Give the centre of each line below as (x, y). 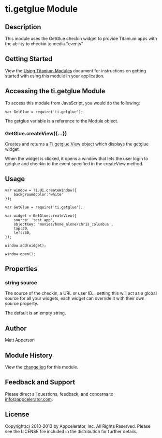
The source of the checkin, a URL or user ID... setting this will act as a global (81, 293)
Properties (21, 269)
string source (21, 283)
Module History (29, 355)
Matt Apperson (20, 340)
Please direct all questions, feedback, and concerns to (59, 394)
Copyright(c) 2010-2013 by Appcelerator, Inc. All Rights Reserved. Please (78, 426)
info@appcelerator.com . (29, 399)
